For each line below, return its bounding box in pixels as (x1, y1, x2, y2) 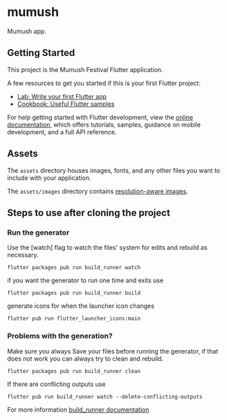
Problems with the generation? (7, 331, 113, 341)
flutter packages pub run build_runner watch (7, 264, 140, 271)
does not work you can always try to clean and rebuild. (7, 354, 164, 363)
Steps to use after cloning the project (7, 207, 171, 219)
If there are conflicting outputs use (7, 380, 106, 388)
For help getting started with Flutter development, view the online (7, 113, 194, 121)
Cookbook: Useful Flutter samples (17, 100, 115, 108)
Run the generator (7, 228, 70, 237)
